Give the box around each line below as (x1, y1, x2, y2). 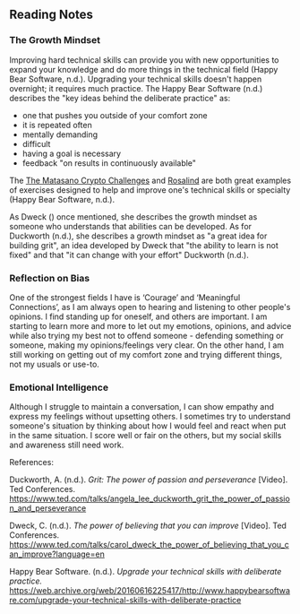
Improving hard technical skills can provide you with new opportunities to (9, 54, 279, 65)
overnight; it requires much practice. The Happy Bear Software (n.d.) (9, 82, 263, 93)
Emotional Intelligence (9, 381, 109, 393)
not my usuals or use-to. (9, 359, 100, 369)
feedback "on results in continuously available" (21, 157, 197, 169)
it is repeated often (21, 119, 92, 130)
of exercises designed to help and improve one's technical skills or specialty (9, 184, 291, 195)
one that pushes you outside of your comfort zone (21, 109, 208, 120)
